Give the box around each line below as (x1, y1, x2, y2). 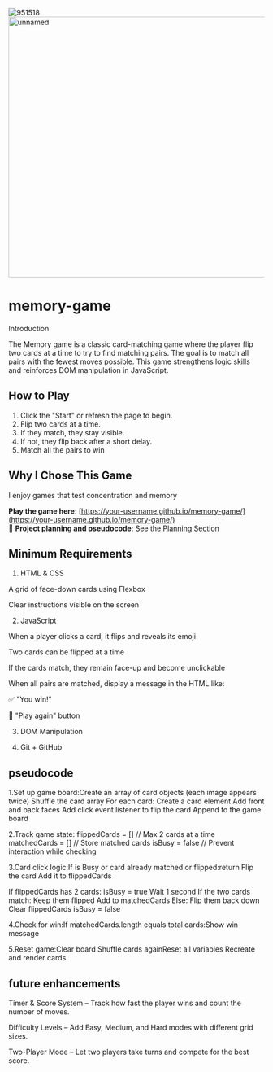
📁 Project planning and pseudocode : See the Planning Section (8, 523, 219, 533)
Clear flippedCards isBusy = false (8, 904, 121, 914)
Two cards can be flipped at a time (8, 647, 124, 657)
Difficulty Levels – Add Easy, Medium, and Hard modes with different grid (8, 1022, 253, 1032)
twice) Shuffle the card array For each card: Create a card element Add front (8, 796, 265, 806)
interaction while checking (8, 847, 97, 856)
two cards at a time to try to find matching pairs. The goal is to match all (8, 348, 249, 357)
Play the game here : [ (8, 505, 82, 516)
